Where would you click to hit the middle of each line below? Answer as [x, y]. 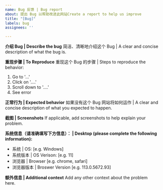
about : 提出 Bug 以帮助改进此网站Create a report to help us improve [73, 14]
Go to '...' [21, 77]
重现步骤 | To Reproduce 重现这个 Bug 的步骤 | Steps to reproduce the [75, 62]
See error [22, 93]
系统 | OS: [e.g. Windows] [38, 149]
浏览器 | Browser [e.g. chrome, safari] [50, 161]
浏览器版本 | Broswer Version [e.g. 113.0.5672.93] [61, 167]
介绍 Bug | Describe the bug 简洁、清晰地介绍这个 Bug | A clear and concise [82, 46]
